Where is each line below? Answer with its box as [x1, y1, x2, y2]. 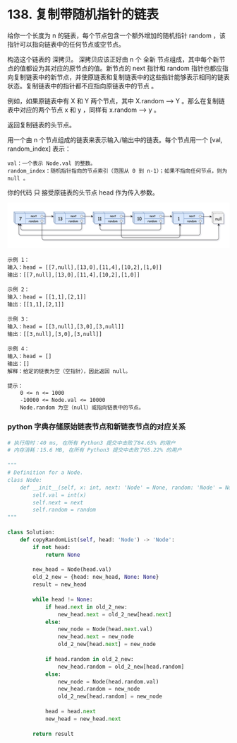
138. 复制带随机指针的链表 [7, 6, 159, 23]
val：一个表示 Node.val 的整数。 [7, 160, 97, 167]
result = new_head [32, 581, 87, 588]
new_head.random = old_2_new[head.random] [57, 663, 185, 670]
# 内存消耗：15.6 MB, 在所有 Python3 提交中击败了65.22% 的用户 [7, 447, 182, 454]
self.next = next [32, 499, 83, 506]
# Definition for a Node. [7, 469, 83, 476]
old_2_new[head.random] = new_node [57, 693, 162, 701]
